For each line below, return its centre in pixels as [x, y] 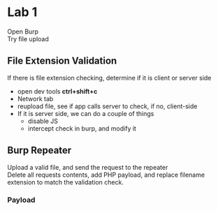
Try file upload [28, 38]
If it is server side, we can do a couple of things [86, 113]
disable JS [43, 121]
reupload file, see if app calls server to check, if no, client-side [107, 106]
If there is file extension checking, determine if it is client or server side [109, 78]
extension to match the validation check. [66, 182]
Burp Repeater [39, 151]
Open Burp [23, 31]
